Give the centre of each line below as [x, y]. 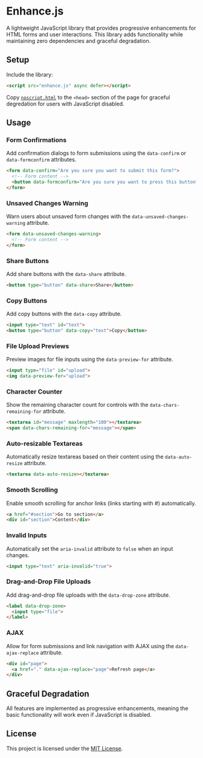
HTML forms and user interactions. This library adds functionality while [95, 34]
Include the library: [30, 75]
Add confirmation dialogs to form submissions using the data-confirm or [96, 153]
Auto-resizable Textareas [44, 443]
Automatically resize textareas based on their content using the [85, 457]
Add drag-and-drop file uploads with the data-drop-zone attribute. [88, 595]
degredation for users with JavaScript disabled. [66, 104]
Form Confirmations [37, 139]
